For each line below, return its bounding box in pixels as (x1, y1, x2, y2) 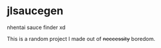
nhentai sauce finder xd (7, 24, 66, 31)
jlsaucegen (7, 4, 64, 18)
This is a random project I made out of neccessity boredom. (7, 35, 156, 42)
